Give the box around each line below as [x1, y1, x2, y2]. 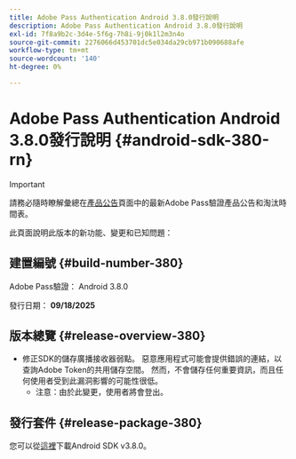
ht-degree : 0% [9, 63, 62, 72]
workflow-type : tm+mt [9, 46, 90, 55]
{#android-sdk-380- [114, 131, 269, 151]
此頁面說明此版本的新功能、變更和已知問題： [9, 227, 173, 238]
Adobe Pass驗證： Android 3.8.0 [9, 281, 129, 291]
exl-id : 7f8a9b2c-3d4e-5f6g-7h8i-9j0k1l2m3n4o [9, 29, 185, 38]
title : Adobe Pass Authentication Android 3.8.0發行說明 [9, 12, 220, 22]
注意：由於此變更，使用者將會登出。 [35, 387, 169, 398]
